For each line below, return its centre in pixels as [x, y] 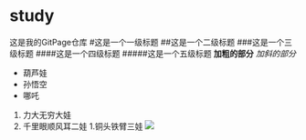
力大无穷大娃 [47, 115]
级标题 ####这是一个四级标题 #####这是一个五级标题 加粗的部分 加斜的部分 [153, 53]
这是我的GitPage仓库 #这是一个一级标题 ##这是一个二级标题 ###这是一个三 [151, 42]
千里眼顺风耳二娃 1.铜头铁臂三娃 [83, 126]
